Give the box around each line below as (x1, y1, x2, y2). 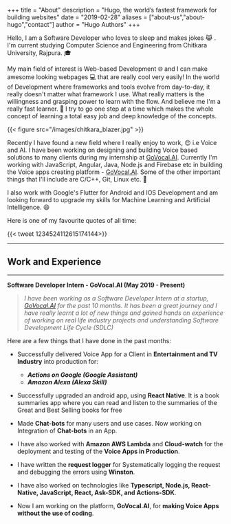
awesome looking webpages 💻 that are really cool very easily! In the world (7, 73, 220, 81)
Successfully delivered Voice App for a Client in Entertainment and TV (16, 350, 218, 358)
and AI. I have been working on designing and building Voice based (7, 146, 198, 154)
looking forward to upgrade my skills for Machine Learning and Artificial (7, 196, 210, 204)
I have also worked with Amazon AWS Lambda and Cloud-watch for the (16, 439, 223, 448)
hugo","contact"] (7, 21, 55, 28)
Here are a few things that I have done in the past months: (7, 336, 172, 345)
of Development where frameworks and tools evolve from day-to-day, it (7, 83, 210, 91)
